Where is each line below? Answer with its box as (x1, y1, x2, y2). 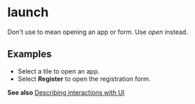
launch (7, 4, 49, 21)
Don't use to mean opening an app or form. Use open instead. (7, 28, 189, 36)
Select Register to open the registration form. (17, 74, 151, 83)
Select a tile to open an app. (17, 67, 100, 75)
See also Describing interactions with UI (7, 88, 125, 96)
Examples (7, 48, 52, 60)
